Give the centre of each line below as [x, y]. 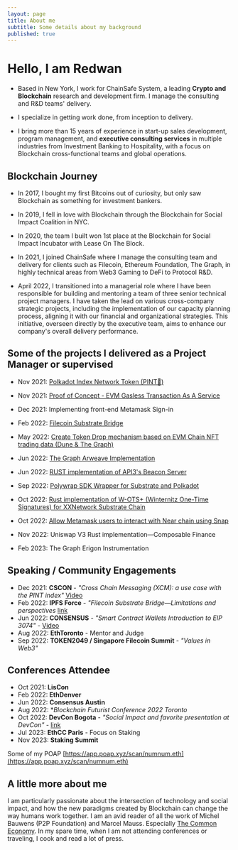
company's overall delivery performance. [78, 331]
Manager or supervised [60, 365]
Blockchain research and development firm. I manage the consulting [118, 96]
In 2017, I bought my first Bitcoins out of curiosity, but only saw [109, 193]
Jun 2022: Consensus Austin [61, 702]
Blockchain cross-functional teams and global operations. [102, 154]
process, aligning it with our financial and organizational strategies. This [123, 316]
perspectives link [43, 610]
